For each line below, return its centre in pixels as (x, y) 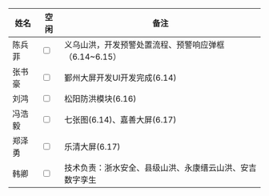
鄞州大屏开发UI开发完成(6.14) (120, 78)
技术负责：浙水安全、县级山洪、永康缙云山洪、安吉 (160, 168)
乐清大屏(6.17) (92, 147)
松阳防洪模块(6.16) (100, 99)
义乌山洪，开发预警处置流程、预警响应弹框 (144, 45)
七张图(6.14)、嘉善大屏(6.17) (120, 120)
